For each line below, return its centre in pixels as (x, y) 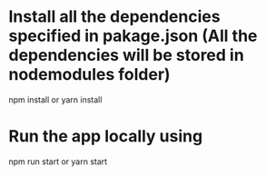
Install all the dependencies (114, 17)
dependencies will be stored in (126, 55)
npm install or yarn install (55, 99)
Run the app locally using (106, 137)
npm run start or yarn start (58, 161)
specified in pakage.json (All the (133, 36)
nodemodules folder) (89, 75)
